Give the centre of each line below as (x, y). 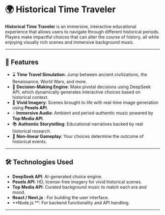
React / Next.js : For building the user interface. (60, 197)
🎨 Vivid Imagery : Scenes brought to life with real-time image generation (85, 102)
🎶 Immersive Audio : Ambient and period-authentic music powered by (83, 113)
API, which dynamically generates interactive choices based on (76, 92)
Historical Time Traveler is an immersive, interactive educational (71, 26)
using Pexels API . (30, 107)
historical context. (30, 97)
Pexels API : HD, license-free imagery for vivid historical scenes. (77, 182)
